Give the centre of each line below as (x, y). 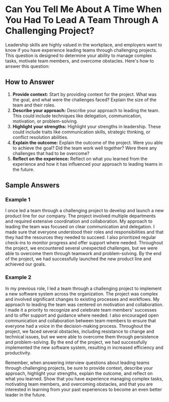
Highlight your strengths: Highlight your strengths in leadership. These (87, 126)
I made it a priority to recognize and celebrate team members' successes (81, 310)
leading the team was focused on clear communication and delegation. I (80, 227)
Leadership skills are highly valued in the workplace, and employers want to (84, 44)
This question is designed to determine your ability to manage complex (79, 55)
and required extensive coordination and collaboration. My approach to (79, 221)
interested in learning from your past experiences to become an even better (84, 389)
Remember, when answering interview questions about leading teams (77, 363)
